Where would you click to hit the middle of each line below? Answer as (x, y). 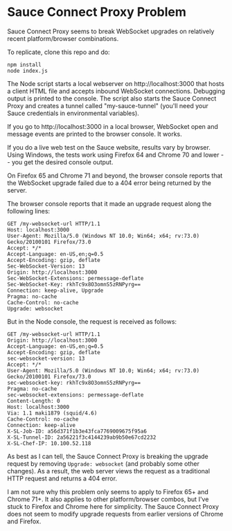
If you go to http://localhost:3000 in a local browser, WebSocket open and (113, 126)
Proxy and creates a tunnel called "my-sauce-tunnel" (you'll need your (108, 105)
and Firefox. (24, 521)
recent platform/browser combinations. (63, 38)
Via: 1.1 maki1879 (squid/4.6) (52, 413)
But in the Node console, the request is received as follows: (92, 321)
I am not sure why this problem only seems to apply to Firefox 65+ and (108, 491)
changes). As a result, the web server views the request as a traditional (108, 471)
